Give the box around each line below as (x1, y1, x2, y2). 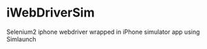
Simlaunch (6, 35, 36, 43)
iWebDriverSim (6, 5, 95, 21)
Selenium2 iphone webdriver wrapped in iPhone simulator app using (6, 28, 200, 36)
